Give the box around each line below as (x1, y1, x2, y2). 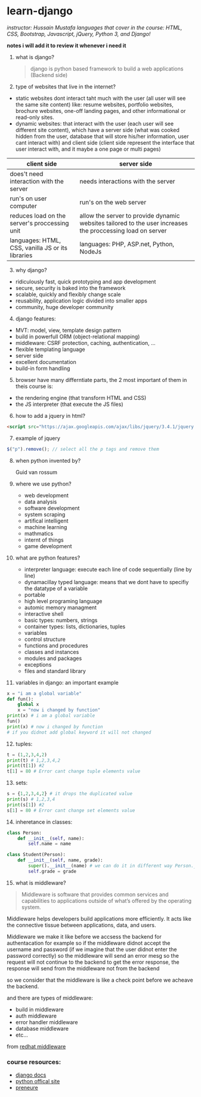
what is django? (15, 53, 54, 60)
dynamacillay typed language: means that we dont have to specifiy (24, 578, 189, 585)
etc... (15, 1031, 29, 1038)
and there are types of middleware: (7, 994, 93, 1001)
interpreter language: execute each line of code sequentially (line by (24, 566, 192, 573)
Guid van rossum (15, 468, 58, 476)
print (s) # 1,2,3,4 (7, 796, 55, 802)
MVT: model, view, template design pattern (15, 326, 122, 334)
